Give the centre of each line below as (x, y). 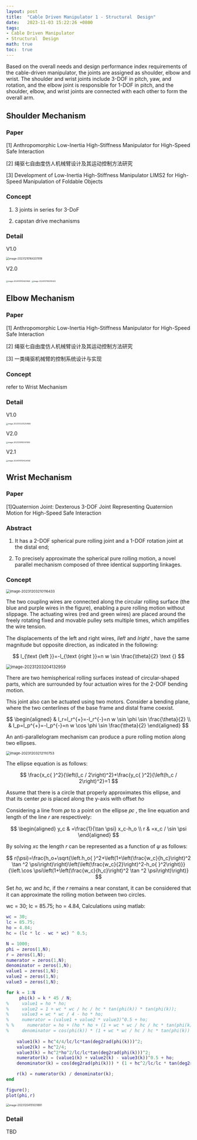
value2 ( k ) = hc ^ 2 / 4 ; (42, 1047)
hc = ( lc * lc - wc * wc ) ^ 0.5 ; (47, 933)
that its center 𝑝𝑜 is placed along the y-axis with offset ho (75, 799)
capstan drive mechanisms (47, 221)
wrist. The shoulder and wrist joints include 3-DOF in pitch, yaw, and (89, 79)
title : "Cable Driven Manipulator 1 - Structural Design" (81, 17)
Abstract (19, 528)
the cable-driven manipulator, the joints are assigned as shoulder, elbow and (98, 72)
